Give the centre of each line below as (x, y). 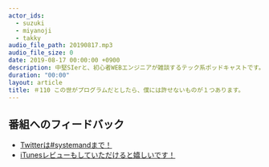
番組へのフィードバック (66, 124)
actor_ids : (26, 16)
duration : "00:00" (39, 75)
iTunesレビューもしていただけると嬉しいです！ (98, 155)
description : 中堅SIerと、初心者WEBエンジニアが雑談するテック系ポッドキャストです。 (137, 68)
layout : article (35, 82)
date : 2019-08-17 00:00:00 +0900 (64, 61)
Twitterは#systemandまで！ (66, 145)
